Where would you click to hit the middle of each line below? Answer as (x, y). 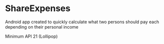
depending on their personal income (42, 27)
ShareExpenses (38, 8)
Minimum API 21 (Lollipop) (31, 36)
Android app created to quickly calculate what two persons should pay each (82, 22)
